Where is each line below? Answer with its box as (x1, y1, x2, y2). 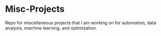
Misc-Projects (5, 3, 65, 15)
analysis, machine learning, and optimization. (5, 25, 98, 31)
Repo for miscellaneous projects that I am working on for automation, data (5, 20, 157, 26)
